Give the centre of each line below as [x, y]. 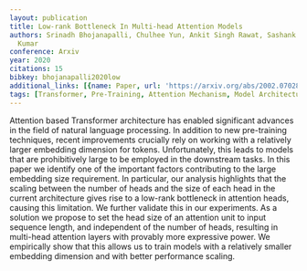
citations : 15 [37, 69]
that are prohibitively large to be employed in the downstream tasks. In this [150, 159]
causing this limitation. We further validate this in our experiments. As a [143, 207]
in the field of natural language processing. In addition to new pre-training [148, 130]
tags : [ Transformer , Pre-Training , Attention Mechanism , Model [132, 94]
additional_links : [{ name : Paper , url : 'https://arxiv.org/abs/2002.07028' [157, 86]
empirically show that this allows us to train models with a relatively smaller [151, 246]
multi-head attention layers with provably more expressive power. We [140, 236]
